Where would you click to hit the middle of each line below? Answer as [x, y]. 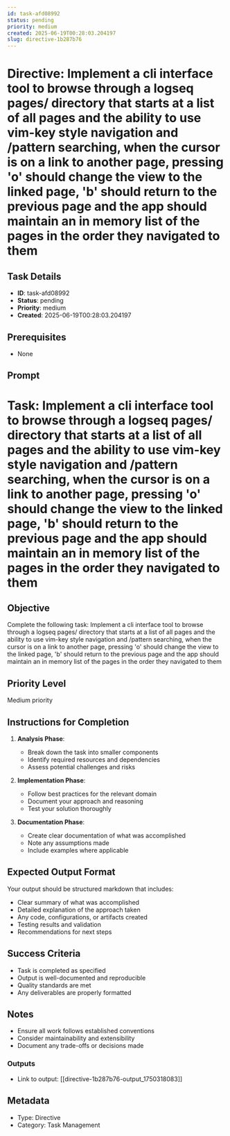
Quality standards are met [54, 985]
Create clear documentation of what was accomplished [106, 835]
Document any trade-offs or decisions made [80, 1046]
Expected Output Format [61, 872]
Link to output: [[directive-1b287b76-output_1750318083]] [100, 1079]
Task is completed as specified [61, 970]
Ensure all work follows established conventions [86, 1031]
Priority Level [37, 684]
